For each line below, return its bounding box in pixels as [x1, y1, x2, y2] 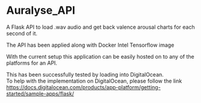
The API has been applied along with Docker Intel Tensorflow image [6, 41, 175, 49]
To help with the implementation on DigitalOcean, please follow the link [6, 77, 182, 84]
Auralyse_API [6, 4, 75, 17]
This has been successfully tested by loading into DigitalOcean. [6, 71, 164, 78]
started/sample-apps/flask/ [6, 90, 74, 97]
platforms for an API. [6, 59, 58, 66]
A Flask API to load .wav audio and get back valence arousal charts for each [6, 23, 195, 31]
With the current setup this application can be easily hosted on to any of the [6, 53, 194, 60]
